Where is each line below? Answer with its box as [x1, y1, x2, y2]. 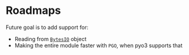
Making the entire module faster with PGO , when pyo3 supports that [14, 42, 183, 49]
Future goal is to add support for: [5, 24, 89, 31]
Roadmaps [5, 4, 62, 18]
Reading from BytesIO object [14, 35, 87, 42]
